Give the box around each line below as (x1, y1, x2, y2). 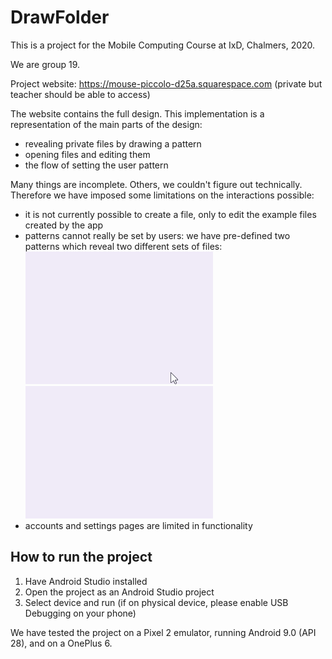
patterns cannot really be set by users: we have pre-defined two (24, 229, 291, 241)
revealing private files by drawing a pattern (24, 137, 202, 150)
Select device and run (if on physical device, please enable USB (24, 596, 289, 608)
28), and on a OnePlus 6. (10, 637, 113, 649)
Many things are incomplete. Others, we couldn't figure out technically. (10, 178, 303, 190)
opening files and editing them (24, 148, 151, 160)
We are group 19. (10, 58, 81, 70)
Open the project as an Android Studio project (24, 586, 215, 598)
